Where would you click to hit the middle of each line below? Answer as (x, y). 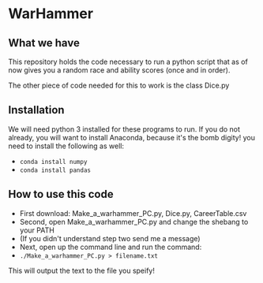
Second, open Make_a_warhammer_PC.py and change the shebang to (134, 222)
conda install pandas (55, 170)
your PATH (37, 230)
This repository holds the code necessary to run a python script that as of (128, 61)
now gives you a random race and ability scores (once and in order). (119, 70)
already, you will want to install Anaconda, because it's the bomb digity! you (131, 137)
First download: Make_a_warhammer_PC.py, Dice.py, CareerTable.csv (133, 213)
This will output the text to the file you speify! (82, 270)
